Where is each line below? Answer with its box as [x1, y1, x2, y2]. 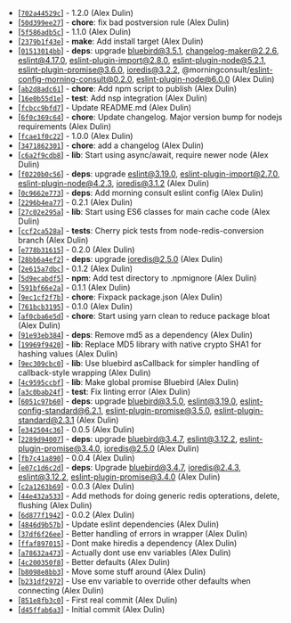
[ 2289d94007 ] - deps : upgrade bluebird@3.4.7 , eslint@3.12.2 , [17, 434, 238, 444]
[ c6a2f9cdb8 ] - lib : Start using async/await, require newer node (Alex [17, 150, 269, 160]
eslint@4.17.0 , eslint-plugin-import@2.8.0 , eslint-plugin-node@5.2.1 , [17, 55, 267, 65]
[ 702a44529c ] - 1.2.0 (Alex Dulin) [17, 8, 133, 18]
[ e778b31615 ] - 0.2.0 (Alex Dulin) [17, 244, 135, 255]
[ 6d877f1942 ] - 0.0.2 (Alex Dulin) [17, 510, 135, 520]
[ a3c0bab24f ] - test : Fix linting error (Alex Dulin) [17, 387, 191, 397]
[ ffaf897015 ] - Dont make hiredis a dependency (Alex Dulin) [17, 538, 238, 548]
